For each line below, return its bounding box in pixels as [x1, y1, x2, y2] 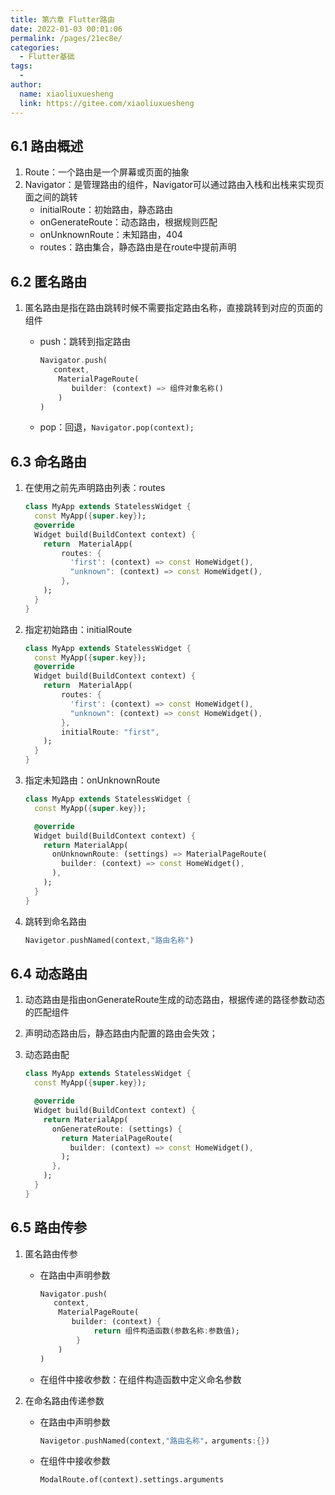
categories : [10, 42, 60, 53]
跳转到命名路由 [24, 915, 87, 927]
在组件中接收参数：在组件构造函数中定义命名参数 [39, 1373, 242, 1385]
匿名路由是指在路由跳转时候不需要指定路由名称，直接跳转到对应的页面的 [24, 302, 323, 314]
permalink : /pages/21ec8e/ [10, 33, 123, 43]
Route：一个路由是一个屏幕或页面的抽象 [24, 166, 190, 178]
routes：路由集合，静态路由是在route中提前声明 [39, 241, 237, 253]
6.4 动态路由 [10, 965, 88, 982]
